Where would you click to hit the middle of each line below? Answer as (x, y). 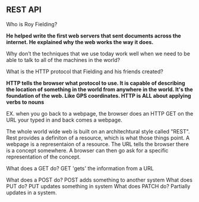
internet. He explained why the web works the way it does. (80, 42)
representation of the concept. (44, 157)
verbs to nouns (25, 102)
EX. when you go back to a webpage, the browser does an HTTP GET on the (100, 113)
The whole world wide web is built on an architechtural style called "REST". (98, 131)
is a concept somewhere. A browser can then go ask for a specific (87, 150)
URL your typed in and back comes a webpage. (64, 120)
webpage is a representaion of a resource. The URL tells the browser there (97, 144)
